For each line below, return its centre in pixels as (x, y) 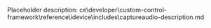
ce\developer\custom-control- (123, 10)
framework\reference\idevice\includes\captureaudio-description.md (106, 17)
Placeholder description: (43, 10)
